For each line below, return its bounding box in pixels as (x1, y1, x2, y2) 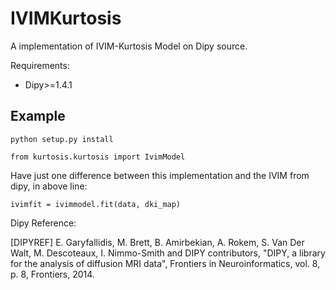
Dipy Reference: (10, 217, 77, 229)
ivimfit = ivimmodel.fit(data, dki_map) (10, 199, 182, 209)
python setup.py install (10, 134, 114, 144)
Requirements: (10, 59, 70, 71)
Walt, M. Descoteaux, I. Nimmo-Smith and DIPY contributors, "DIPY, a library (10, 247, 326, 259)
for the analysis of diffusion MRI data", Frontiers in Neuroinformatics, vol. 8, (10, 257, 321, 269)
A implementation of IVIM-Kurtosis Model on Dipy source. (10, 40, 248, 52)
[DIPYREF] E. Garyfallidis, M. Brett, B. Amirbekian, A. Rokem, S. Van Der (10, 236, 305, 248)
